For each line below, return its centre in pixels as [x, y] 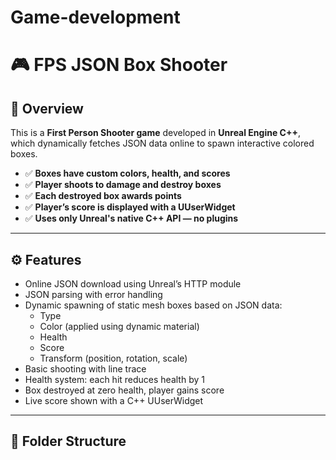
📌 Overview [47, 108]
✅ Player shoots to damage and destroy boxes [123, 185]
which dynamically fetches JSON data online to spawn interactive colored [162, 143]
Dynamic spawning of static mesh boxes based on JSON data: [153, 305]
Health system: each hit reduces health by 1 [114, 379]
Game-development [95, 17]
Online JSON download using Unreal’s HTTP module [133, 284]
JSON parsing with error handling [93, 294]
